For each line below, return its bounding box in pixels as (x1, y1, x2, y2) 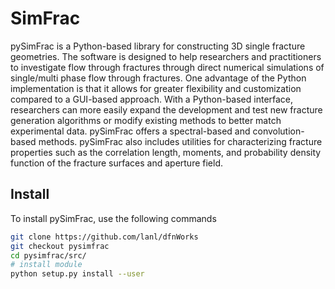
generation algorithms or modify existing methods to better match (10, 114, 282, 126)
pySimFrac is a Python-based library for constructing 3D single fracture (10, 40, 306, 52)
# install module (10, 260, 83, 270)
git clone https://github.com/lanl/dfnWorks (10, 232, 199, 242)
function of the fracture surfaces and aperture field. (10, 157, 224, 169)
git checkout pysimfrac (10, 241, 110, 251)
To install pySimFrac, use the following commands (10, 212, 217, 224)
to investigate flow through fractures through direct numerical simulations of (10, 61, 325, 73)
